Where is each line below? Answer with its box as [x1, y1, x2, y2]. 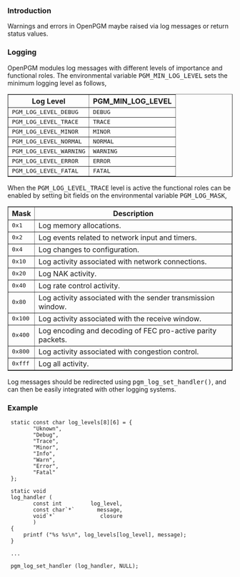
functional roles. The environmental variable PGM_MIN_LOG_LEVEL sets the [7, 71, 229, 80]
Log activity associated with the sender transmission [38, 292, 215, 302]
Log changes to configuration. [38, 245, 139, 255]
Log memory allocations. [38, 220, 121, 230]
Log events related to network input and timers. [38, 233, 197, 242]
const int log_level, [33, 500, 123, 507]
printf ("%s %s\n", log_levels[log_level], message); [23, 531, 187, 538]
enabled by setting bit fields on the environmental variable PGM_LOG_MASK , [7, 191, 227, 200]
